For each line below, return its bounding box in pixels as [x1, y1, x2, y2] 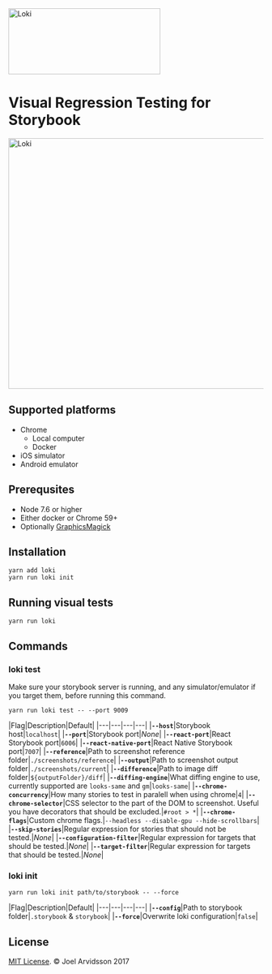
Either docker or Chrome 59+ [19, 513, 118, 523]
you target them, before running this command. [8, 690, 166, 700]
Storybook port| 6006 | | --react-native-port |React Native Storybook [8, 738, 233, 748]
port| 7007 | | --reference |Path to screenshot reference [8, 746, 185, 756]
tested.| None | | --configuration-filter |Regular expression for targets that [8, 832, 257, 843]
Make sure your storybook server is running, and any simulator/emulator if [8, 682, 257, 692]
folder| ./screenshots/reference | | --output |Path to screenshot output [8, 755, 239, 765]
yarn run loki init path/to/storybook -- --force [8, 889, 180, 897]
